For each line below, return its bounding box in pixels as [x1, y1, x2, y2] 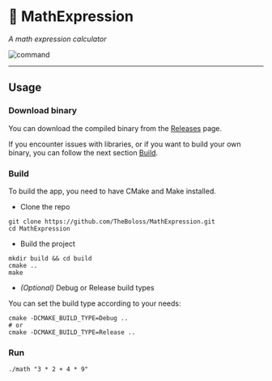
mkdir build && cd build [8, 254, 92, 262]
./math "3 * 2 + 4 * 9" [8, 366, 89, 374]
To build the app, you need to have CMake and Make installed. [8, 186, 216, 196]
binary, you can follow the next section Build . [8, 147, 159, 157]
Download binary [8, 105, 78, 116]
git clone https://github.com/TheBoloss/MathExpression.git [8, 218, 216, 226]
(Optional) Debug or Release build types [19, 282, 155, 292]
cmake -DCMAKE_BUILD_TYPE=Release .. [8, 328, 136, 337]
